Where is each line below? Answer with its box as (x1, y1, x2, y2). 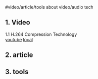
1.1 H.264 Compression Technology (5, 31, 77, 37)
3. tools (5, 67, 29, 76)
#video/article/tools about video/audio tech (5, 4, 94, 10)
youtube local (5, 36, 33, 42)
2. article (5, 51, 33, 59)
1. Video (5, 18, 31, 26)
